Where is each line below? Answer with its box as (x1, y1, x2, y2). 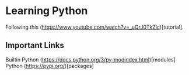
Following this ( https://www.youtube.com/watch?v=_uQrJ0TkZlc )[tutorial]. (5, 23, 184, 30)
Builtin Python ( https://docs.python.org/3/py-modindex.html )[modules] (5, 56, 176, 63)
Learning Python (5, 4, 88, 18)
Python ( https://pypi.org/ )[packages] (5, 62, 94, 69)
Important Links (5, 40, 65, 50)
